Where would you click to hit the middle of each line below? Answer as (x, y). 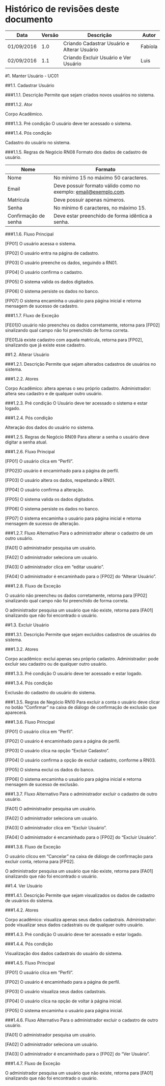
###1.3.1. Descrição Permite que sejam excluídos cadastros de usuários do (81, 634)
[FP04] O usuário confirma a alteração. (45, 490)
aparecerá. (16, 712)
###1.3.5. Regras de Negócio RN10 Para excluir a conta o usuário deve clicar (82, 702)
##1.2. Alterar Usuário (27, 354)
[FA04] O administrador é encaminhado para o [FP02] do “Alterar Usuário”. (81, 576)
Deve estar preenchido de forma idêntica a (103, 216)
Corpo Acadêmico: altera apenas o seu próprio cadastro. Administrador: (78, 388)
